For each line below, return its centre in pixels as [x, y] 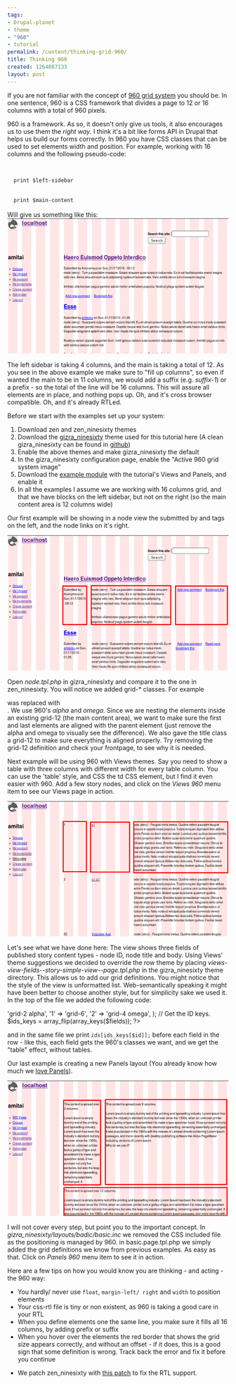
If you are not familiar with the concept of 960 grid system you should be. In [117, 95]
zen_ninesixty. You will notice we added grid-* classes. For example [106, 689]
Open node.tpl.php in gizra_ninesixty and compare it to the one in [102, 681]
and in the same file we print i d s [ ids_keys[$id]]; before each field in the [113, 1035]
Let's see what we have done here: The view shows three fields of [103, 948]
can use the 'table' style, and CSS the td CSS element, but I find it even [110, 776]
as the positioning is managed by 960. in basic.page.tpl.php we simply [109, 1242]
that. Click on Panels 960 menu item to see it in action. [86, 1257]
